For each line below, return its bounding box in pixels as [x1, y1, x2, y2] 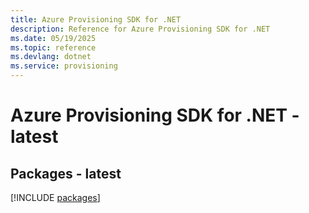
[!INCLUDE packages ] [10, 192, 101, 203]
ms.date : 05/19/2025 [10, 33, 97, 43]
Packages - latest [10, 165, 122, 182]
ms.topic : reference [10, 42, 97, 53]
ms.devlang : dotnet [10, 52, 92, 62]
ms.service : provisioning [10, 61, 118, 71]
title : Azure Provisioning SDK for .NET [10, 14, 182, 25]
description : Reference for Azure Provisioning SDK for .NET [10, 24, 271, 34]
